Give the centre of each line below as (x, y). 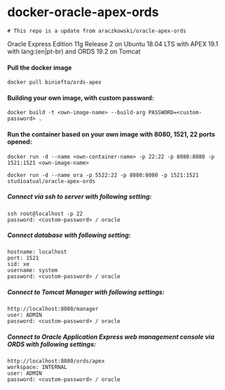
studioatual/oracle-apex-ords (52, 181)
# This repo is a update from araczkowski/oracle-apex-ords (97, 31)
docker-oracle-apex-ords (83, 12)
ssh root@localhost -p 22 (45, 214)
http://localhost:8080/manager (53, 309)
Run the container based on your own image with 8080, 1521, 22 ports (111, 134)
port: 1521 (23, 258)
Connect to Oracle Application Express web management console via (111, 337)
